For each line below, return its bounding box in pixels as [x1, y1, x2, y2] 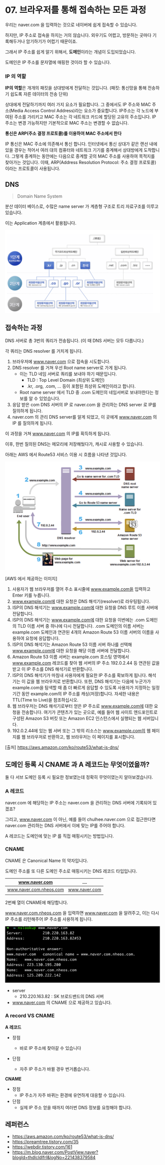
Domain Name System [17, 193, 62, 200]
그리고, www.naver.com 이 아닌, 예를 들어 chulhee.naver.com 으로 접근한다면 [5, 816, 156, 823]
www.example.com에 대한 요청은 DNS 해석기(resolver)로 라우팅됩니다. [12, 599, 151, 604]
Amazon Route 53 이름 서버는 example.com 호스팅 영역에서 [12, 654, 129, 660]
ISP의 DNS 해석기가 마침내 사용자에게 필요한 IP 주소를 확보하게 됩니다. [12, 672, 147, 678]
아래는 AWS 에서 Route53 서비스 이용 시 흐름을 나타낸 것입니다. [5, 451, 127, 457]
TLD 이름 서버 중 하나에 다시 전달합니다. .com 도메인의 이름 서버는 [17, 623, 144, 629]
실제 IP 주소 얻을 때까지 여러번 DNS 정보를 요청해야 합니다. [19, 1104, 132, 1110]
